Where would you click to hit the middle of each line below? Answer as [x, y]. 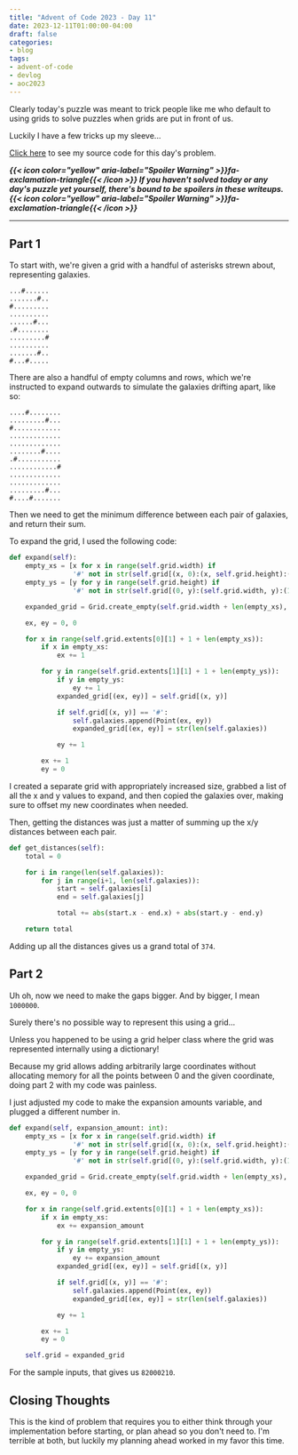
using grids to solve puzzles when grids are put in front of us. [122, 118]
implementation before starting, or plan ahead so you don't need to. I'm [140, 1431]
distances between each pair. [63, 831]
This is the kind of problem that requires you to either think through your [141, 1421]
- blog [21, 51]
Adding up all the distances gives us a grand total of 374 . [112, 946]
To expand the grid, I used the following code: [93, 541]
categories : [31, 42]
